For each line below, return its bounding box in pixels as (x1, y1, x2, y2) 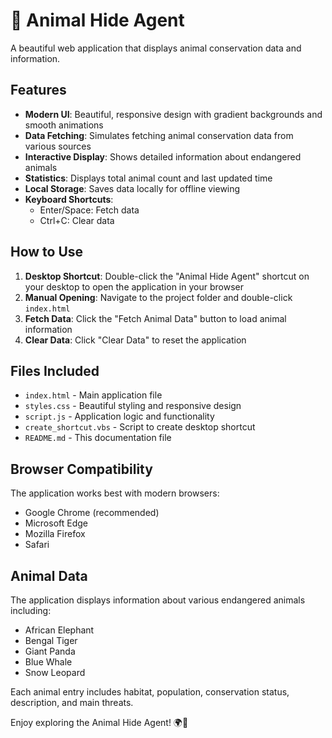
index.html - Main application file (24, 389, 163, 401)
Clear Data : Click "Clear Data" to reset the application (24, 334, 247, 346)
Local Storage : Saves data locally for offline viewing (24, 182, 241, 194)
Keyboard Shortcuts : (24, 193, 114, 205)
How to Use (10, 244, 84, 261)
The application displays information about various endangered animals (10, 594, 306, 606)
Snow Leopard (24, 667, 86, 678)
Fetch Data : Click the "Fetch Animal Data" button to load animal (24, 312, 287, 324)
